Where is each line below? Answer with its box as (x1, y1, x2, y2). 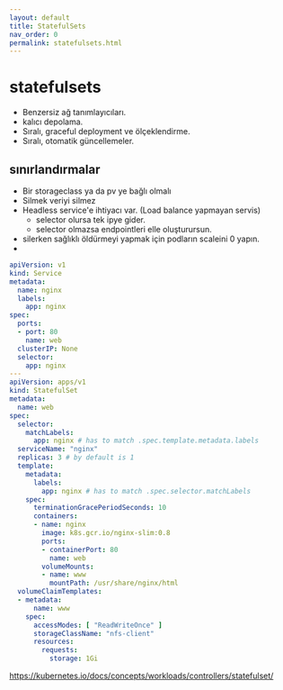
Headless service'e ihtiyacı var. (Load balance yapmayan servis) (22, 204, 261, 215)
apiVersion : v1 (9, 260, 66, 269)
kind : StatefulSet (9, 386, 78, 395)
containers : (32, 512, 78, 521)
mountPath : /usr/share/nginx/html (49, 578, 179, 588)
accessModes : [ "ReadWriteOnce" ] (32, 621, 164, 630)
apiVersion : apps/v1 (9, 377, 87, 387)
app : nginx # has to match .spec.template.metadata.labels (32, 436, 259, 446)
